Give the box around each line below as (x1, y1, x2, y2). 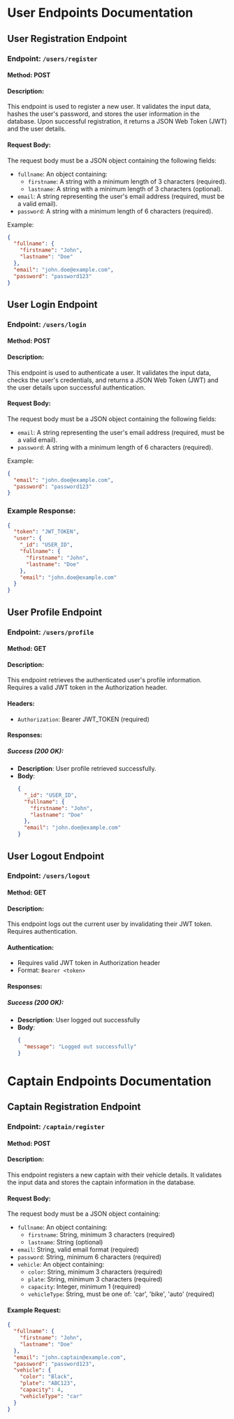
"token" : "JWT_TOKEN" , (13, 529, 80, 536)
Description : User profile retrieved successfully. (17, 765, 157, 773)
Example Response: (7, 506, 76, 516)
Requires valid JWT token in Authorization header (17, 959, 161, 967)
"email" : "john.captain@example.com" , (13, 1353, 127, 1361)
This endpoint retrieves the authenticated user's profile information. (7, 676, 203, 684)
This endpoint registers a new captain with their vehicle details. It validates (7, 1170, 222, 1179)
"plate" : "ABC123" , (20, 1380, 77, 1387)
